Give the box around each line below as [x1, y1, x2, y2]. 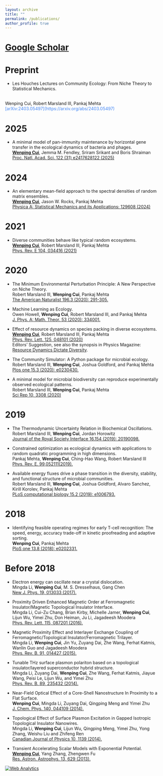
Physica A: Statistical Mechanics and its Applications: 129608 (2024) [12, 204, 151, 210]
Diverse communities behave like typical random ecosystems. [12, 237, 137, 243]
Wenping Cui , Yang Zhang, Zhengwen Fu [12, 750, 96, 756]
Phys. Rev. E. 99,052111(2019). [12, 461, 73, 467]
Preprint [5, 64, 39, 76]
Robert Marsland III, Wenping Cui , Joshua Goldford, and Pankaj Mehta [12, 362, 154, 368]
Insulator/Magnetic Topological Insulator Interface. [12, 604, 114, 610]
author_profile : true [5, 21, 49, 26]
